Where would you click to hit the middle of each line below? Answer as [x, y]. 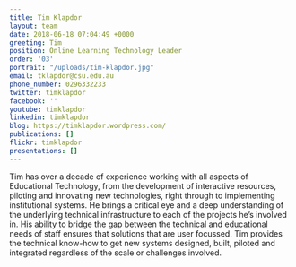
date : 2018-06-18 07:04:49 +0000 [72, 34]
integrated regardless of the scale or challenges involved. [116, 253]
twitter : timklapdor [48, 92]
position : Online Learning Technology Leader [96, 51]
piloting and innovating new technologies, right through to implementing [142, 195]
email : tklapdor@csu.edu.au [62, 76]
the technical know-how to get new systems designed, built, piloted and [143, 243]
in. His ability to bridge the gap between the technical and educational [139, 224]
